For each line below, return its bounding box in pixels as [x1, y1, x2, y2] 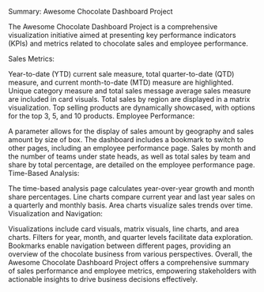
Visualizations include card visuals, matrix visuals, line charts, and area [8, 224, 239, 234]
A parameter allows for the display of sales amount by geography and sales [8, 126, 255, 136]
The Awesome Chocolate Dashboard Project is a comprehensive [8, 22, 218, 31]
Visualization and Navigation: [8, 209, 103, 218]
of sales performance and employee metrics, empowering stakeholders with [8, 266, 257, 275]
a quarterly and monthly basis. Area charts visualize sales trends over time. [8, 200, 253, 210]
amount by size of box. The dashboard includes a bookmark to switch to [8, 135, 243, 144]
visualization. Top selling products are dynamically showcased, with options [8, 103, 255, 112]
